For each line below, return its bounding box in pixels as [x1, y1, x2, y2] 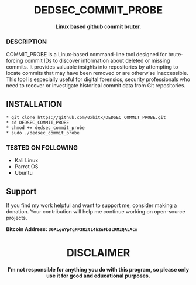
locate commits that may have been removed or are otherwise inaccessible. [6, 70, 188, 77]
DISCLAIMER [66, 246, 130, 260]
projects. [6, 215, 27, 222]
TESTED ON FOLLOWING [6, 143, 78, 151]
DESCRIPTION [6, 38, 47, 46]
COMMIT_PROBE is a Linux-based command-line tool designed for [6, 51, 167, 58]
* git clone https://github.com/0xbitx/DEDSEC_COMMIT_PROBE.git [6, 115, 166, 121]
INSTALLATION [6, 99, 63, 109]
